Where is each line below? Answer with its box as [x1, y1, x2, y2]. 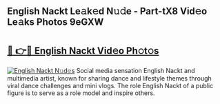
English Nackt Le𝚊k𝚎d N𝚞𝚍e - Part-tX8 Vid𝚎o [7, 6, 208, 17]
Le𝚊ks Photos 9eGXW [7, 17, 104, 28]
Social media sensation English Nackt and [76, 67, 195, 74]
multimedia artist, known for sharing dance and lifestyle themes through [7, 74, 212, 82]
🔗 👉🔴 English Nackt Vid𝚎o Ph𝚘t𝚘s [7, 45, 159, 56]
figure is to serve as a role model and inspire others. [7, 89, 155, 97]
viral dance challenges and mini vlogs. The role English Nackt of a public [7, 82, 214, 90]
